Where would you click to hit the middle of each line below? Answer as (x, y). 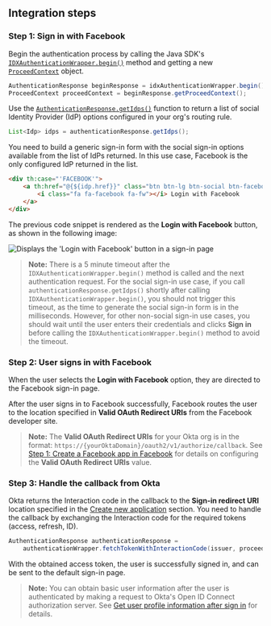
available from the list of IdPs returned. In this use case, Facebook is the (128, 155)
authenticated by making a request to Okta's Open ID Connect (131, 597)
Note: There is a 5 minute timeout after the (99, 264)
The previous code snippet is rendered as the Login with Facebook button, (133, 224)
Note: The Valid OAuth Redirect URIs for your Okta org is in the (133, 436)
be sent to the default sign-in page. (67, 573)
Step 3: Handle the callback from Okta (84, 483)
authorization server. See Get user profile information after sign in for (143, 605)
